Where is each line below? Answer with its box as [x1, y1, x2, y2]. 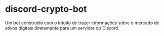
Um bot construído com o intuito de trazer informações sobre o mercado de [5, 20, 160, 26]
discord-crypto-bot [5, 3, 87, 15]
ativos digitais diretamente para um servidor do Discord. [5, 25, 120, 31]
